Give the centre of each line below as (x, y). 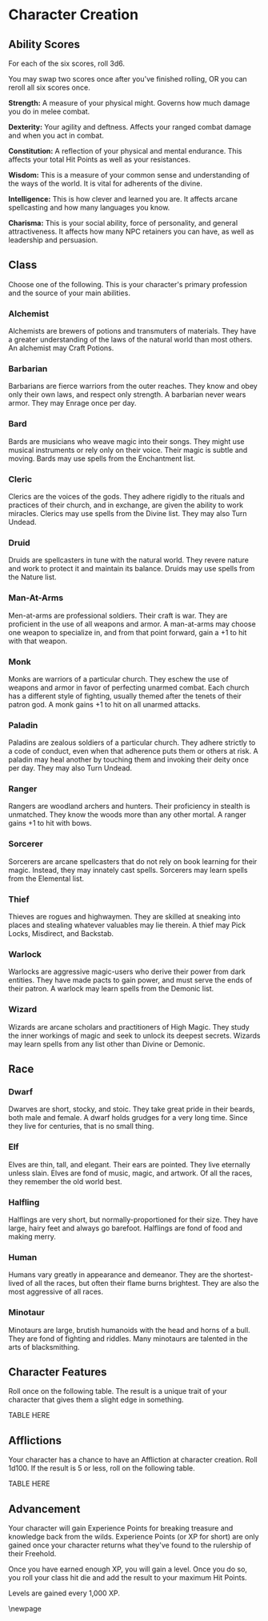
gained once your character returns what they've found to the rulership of (130, 1545)
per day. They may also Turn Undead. (70, 768)
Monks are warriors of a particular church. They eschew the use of (119, 678)
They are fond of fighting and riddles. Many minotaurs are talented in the (128, 1339)
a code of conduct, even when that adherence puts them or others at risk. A (133, 751)
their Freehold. (32, 1553)
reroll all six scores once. (49, 87)
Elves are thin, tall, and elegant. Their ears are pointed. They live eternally (129, 1164)
